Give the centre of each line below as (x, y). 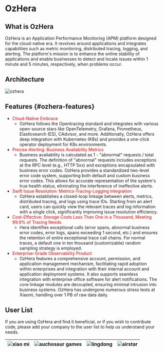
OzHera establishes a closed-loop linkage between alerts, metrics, (86, 196)
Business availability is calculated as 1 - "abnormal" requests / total (87, 155)
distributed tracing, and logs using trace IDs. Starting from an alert (86, 201)
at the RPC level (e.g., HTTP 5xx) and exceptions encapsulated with (87, 165)
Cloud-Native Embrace (35, 118)
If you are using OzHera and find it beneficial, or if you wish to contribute (78, 322)
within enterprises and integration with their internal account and (84, 269)
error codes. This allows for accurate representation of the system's (88, 181)
